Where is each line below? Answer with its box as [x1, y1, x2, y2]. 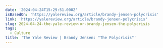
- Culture [10, 30, 30, 35]
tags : [5, 26, 17, 31]
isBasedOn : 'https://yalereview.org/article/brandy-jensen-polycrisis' [5, 12, 159, 17]
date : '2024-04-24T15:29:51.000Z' [5, 7, 78, 12]
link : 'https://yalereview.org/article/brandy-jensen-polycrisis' [5, 16, 148, 21]
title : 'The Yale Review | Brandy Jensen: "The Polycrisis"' [5, 35, 137, 40]
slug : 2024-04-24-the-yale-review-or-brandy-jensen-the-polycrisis [5, 21, 150, 26]
